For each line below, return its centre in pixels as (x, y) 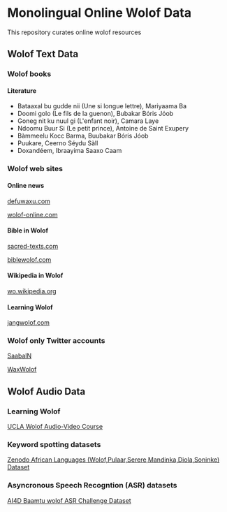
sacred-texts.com (33, 246)
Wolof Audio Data (46, 392)
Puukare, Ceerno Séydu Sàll (58, 143)
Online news (26, 185)
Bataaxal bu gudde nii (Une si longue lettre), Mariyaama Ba (102, 106)
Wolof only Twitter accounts (56, 341)
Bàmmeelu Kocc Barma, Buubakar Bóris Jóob (83, 136)
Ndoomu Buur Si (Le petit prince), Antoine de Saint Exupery (103, 129)
